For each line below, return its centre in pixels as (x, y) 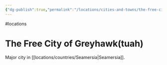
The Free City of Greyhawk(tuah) (74, 44)
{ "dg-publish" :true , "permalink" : (40, 10)
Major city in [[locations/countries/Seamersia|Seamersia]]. (65, 57)
